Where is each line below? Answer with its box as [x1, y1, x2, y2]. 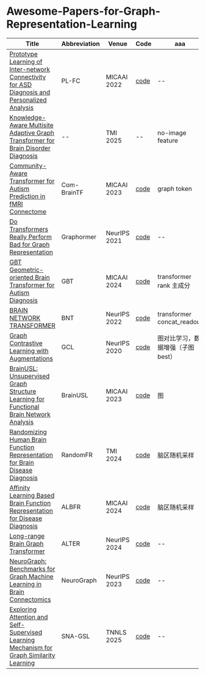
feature [157, 136, 178, 144]
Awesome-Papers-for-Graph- [6, 4, 160, 18]
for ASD [9, 80, 32, 89]
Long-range [9, 531, 45, 540]
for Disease [9, 514, 43, 523]
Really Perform [9, 233, 52, 241]
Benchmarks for [9, 564, 56, 573]
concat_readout [157, 317, 203, 326]
